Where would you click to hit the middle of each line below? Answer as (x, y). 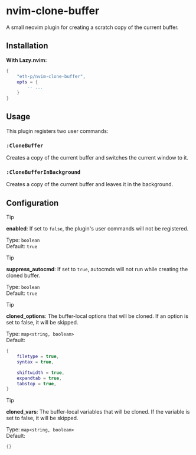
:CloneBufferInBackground (43, 172)
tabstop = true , (37, 383)
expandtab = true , (39, 378)
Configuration (32, 203)
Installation (27, 46)
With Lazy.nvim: (27, 60)
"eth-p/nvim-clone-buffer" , (51, 76)
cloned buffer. (23, 275)
